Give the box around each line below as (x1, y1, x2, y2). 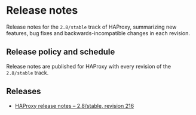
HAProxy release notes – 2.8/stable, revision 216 (14, 102, 134, 109)
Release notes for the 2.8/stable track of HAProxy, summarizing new (6, 23, 177, 30)
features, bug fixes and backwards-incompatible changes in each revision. (6, 29, 190, 36)
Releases (6, 86, 41, 97)
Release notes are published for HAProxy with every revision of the (6, 63, 171, 70)
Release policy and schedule (6, 47, 115, 57)
